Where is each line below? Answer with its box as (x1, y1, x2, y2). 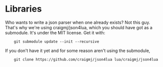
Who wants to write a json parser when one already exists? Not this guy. (5, 19, 150, 25)
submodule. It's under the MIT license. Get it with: (5, 30, 105, 35)
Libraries (5, 3, 42, 15)
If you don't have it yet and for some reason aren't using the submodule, (5, 48, 150, 53)
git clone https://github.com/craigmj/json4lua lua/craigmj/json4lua (14, 57, 159, 62)
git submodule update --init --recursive (14, 39, 99, 44)
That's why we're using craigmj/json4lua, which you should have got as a (5, 24, 153, 30)
